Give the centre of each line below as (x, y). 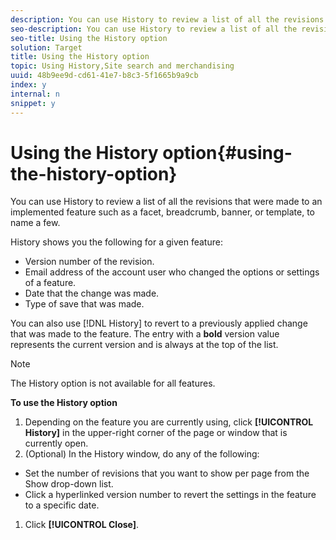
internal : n (35, 94)
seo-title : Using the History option (89, 38)
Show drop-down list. (69, 484)
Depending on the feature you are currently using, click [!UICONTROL (169, 422)
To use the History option (64, 403)
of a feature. (50, 283)
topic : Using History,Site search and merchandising (122, 66)
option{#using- (227, 152)
